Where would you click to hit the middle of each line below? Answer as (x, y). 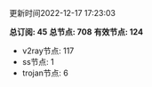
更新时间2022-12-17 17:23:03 (62, 13)
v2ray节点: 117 (48, 51)
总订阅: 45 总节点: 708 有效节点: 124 (76, 32)
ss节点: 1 (38, 62)
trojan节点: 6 (45, 73)
